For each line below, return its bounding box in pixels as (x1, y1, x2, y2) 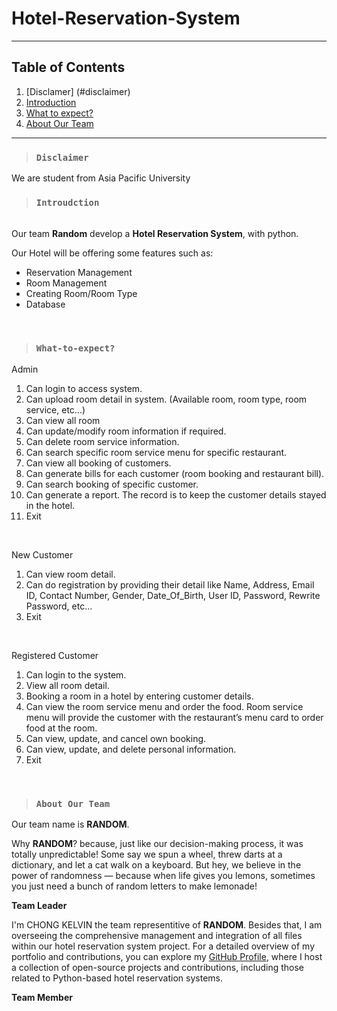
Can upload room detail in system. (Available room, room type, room (25, 393, 308, 405)
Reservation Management (25, 267, 133, 279)
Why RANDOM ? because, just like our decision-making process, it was (11, 837, 304, 849)
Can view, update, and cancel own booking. (25, 732, 207, 744)
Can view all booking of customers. (25, 457, 172, 469)
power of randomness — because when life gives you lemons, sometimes (11, 869, 316, 881)
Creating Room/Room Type (25, 288, 138, 300)
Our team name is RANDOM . (11, 818, 130, 830)
